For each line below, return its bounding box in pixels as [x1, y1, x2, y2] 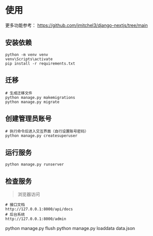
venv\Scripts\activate [5, 56, 53, 62]
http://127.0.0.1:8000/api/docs [5, 207, 73, 212]
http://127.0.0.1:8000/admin [5, 216, 66, 221]
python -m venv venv [5, 52, 49, 57]
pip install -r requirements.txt [5, 61, 75, 66]
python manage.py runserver [5, 162, 64, 167]
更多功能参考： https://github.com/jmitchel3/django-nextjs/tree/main [5, 22, 148, 28]
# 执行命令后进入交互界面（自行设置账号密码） [5, 129, 89, 134]
